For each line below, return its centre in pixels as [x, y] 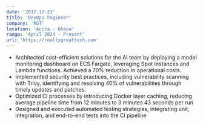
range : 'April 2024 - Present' [46, 35]
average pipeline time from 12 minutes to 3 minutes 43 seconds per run [104, 103]
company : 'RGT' [25, 23]
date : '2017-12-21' [31, 12]
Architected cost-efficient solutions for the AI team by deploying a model [106, 57]
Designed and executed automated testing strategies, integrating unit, [102, 109]
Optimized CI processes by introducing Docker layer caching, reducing [104, 96]
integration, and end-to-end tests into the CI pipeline [81, 115]
